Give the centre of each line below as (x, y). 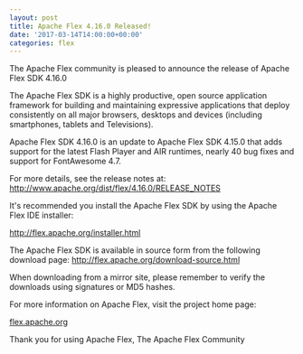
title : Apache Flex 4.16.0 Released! (80, 26)
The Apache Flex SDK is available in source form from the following (135, 250)
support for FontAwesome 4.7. (66, 161)
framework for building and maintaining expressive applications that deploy (150, 106)
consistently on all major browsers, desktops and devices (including (136, 115)
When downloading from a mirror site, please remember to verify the (137, 277)
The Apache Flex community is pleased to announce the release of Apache (150, 69)
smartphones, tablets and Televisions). (81, 125)
